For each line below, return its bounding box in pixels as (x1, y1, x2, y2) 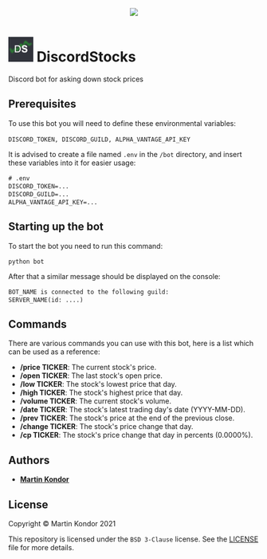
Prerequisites (8, 97, 77, 111)
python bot (8, 258, 45, 266)
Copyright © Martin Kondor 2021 (8, 519, 116, 528)
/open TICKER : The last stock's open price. (19, 371, 163, 380)
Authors (8, 453, 50, 466)
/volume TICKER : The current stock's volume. (19, 396, 172, 406)
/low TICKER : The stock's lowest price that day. (19, 380, 177, 389)
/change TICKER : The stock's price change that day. (19, 422, 194, 431)
